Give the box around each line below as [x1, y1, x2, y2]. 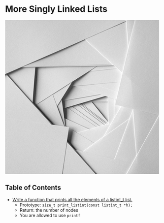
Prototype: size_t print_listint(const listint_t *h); [19, 202, 133, 208]
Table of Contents [5, 184, 62, 192]
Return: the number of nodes [19, 207, 79, 213]
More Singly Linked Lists [5, 3, 107, 15]
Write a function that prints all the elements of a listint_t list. [12, 196, 132, 202]
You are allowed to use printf [19, 212, 80, 218]
